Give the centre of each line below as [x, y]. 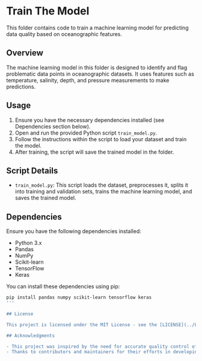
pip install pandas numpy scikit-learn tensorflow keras [79, 298]
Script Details [32, 170]
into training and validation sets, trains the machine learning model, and [103, 192]
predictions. [21, 86]
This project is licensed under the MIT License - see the [82, 325]
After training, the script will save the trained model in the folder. [94, 152]
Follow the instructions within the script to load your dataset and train [101, 139]
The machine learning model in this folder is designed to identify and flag [97, 67]
